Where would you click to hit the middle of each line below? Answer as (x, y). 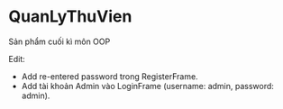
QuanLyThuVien (70, 17)
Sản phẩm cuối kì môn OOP (59, 41)
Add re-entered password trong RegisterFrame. (110, 76)
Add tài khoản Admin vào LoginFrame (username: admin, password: (147, 86)
